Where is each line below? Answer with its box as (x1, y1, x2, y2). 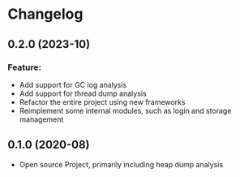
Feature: (7, 62, 42, 73)
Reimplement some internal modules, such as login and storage (19, 106, 232, 115)
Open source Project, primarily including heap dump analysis (19, 159, 224, 169)
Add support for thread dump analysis (19, 88, 147, 98)
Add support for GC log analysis (19, 80, 127, 89)
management (19, 114, 64, 124)
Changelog (7, 5, 84, 24)
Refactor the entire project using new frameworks (19, 97, 186, 106)
